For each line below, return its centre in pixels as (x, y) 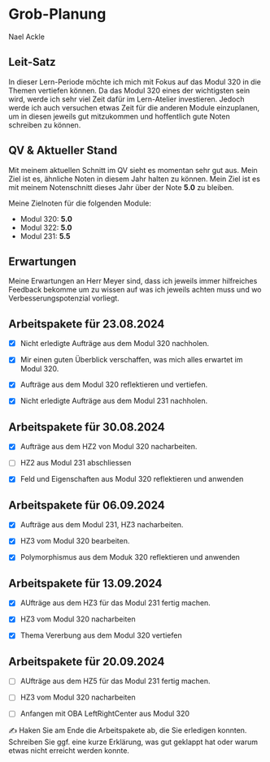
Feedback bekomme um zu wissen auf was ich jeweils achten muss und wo (135, 290)
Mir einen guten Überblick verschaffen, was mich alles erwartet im (131, 360)
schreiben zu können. (45, 125)
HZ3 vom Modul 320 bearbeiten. (75, 541)
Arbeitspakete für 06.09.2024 (87, 505)
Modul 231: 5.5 (45, 236)
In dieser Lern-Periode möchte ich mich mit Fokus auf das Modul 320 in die (135, 81)
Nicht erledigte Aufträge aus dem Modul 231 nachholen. (114, 401)
